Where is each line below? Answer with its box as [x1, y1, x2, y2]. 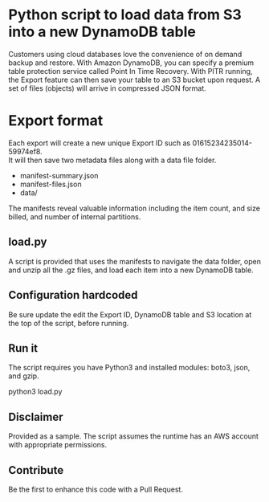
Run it [8, 341, 39, 355]
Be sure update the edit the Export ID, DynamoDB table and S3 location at [8, 309, 252, 319]
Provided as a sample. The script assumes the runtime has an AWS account [8, 431, 259, 441]
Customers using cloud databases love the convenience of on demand [8, 49, 243, 59]
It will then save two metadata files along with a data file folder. [8, 155, 217, 165]
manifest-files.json [19, 179, 82, 189]
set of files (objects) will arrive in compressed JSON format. [8, 83, 206, 93]
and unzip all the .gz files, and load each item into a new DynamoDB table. [8, 265, 255, 275]
